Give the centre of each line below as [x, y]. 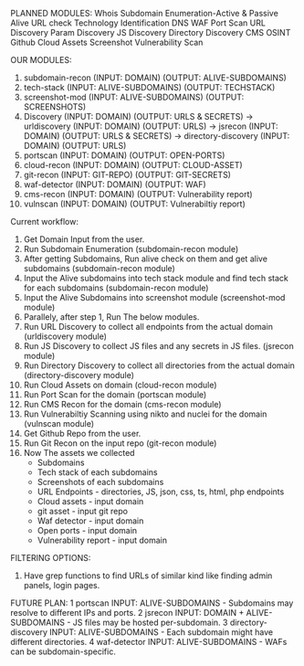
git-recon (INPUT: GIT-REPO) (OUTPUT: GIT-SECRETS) [127, 174]
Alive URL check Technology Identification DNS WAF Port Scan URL [138, 23]
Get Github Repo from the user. [82, 433]
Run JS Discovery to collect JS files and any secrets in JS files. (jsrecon [159, 346]
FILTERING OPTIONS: [51, 558]
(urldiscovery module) [65, 336]
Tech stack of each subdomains [97, 472]
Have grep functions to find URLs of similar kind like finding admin [148, 576]
